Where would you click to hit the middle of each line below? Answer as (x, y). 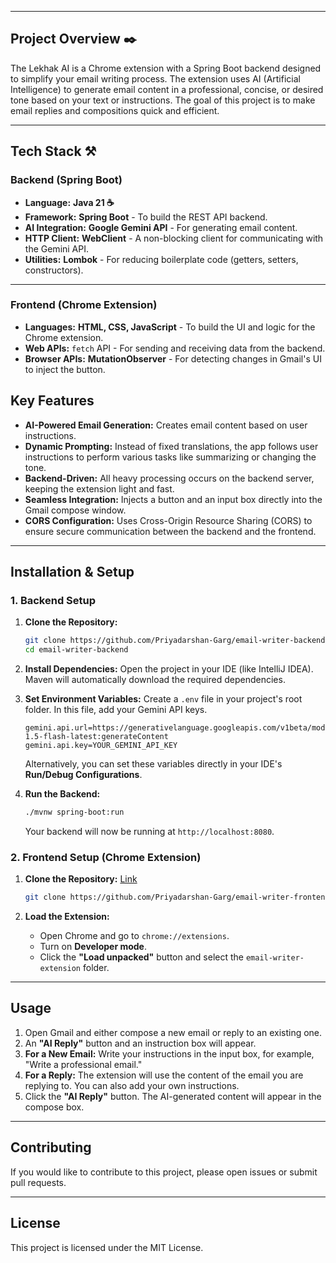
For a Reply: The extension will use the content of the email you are (164, 1075)
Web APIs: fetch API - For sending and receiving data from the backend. (175, 348)
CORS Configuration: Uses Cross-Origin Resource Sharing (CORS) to (168, 520)
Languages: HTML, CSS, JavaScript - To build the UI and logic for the (170, 327)
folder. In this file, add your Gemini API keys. (116, 710)
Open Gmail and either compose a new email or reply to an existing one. (173, 1032)
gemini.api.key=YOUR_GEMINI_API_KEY (101, 746)
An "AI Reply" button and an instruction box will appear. (140, 1043)
